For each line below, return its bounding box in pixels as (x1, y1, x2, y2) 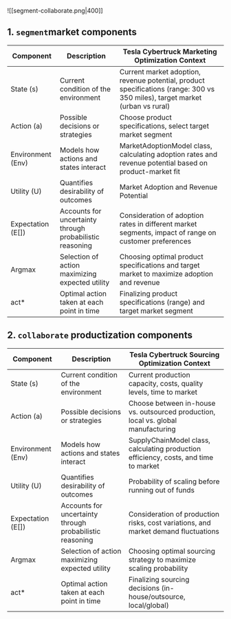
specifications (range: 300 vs (119, 84, 215, 94)
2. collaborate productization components (7, 329, 192, 341)
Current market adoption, (119, 67, 201, 76)
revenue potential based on (119, 158, 208, 168)
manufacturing (128, 424, 177, 433)
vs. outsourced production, (128, 406, 216, 416)
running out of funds (128, 485, 195, 495)
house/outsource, (128, 591, 186, 601)
